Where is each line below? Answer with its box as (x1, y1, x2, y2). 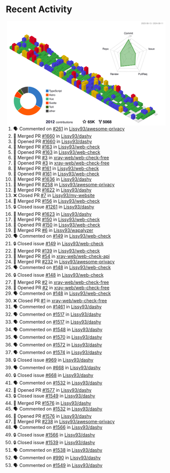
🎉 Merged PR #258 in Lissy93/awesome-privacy (13, 182, 115, 188)
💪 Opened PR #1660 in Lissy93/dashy (13, 139, 92, 145)
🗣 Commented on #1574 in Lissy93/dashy (13, 349, 102, 356)
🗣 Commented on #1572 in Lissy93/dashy (13, 342, 103, 348)
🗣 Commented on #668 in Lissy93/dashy (13, 364, 101, 371)
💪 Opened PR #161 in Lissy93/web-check (13, 171, 99, 177)
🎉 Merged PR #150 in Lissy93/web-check (13, 217, 100, 223)
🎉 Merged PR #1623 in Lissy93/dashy (13, 211, 92, 217)
